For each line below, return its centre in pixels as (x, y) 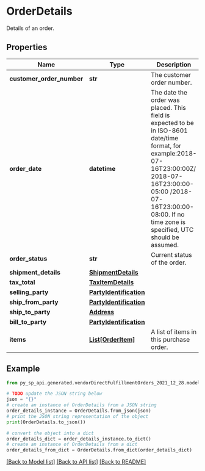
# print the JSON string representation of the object (77, 416)
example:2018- (174, 153)
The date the (169, 92)
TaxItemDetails (112, 282)
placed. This (168, 107)
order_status (28, 259)
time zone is (168, 222)
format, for (166, 146)
